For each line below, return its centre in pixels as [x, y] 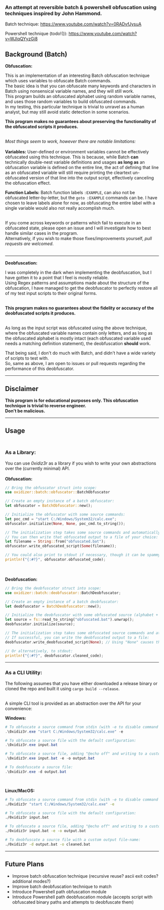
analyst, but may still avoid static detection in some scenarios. [67, 112]
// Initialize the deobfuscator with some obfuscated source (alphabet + [82, 615]
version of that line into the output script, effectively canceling [92, 178]
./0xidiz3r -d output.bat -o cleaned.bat [48, 844]
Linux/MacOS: [20, 790]
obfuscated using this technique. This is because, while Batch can [72, 157]
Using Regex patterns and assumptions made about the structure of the [77, 283]
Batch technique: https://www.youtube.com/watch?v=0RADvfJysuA [73, 24]
